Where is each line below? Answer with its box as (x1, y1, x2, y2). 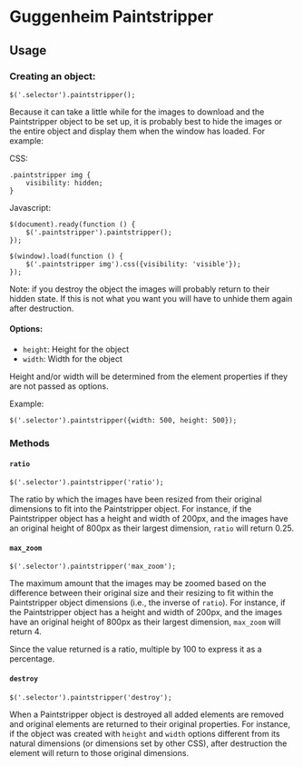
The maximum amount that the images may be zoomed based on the (9, 578, 267, 589)
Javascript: (9, 202, 52, 213)
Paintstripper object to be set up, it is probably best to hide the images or (9, 115, 283, 126)
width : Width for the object (22, 354, 122, 364)
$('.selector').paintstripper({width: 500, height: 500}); (9, 416, 238, 425)
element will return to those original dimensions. (9, 747, 189, 758)
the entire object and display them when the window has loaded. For (9, 125, 266, 136)
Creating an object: (9, 70, 96, 83)
